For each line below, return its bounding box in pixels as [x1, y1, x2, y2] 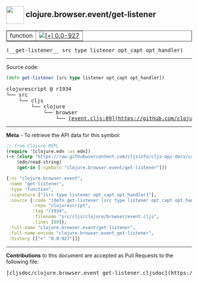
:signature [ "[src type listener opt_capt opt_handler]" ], [8, 192, 157, 198]
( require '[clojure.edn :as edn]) [6, 148, 91, 154]
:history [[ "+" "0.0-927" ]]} [8, 235, 81, 241]
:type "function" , [8, 186, 54, 192]
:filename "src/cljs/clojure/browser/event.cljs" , [32, 214, 160, 220]
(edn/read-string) [16, 160, 62, 165]
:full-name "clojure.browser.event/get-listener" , [8, 224, 136, 230]
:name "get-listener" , [8, 181, 65, 187]
